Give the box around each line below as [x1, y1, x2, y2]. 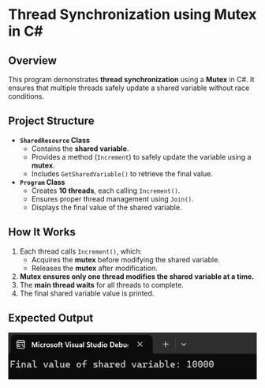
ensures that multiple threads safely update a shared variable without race [8, 83, 250, 92]
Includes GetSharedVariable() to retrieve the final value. [31, 168, 213, 179]
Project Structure [8, 115, 95, 128]
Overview [8, 54, 58, 67]
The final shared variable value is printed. [19, 288, 155, 298]
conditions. [8, 92, 45, 100]
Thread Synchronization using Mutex [8, 6, 257, 24]
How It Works [8, 225, 77, 239]
